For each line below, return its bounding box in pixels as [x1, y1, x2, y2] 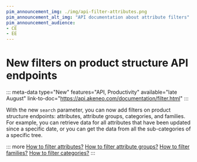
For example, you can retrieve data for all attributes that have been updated [6, 119, 191, 126]
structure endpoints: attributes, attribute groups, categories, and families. [6, 113, 186, 120]
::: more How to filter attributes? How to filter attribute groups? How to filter [6, 143, 190, 150]
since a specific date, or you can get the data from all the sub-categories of [6, 125, 191, 132]
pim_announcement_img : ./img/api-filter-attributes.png [6, 8, 147, 15]
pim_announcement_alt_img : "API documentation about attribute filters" [6, 14, 190, 20]
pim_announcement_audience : [6, 20, 76, 26]
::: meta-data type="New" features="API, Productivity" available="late [6, 88, 177, 96]
